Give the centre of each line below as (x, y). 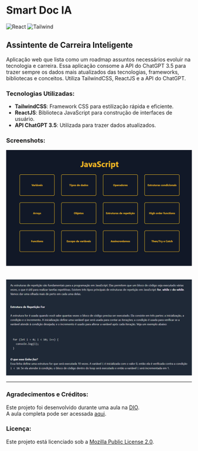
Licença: (19, 429)
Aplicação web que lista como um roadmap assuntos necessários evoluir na (98, 59)
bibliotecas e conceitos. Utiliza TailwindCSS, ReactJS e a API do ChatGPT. (96, 78)
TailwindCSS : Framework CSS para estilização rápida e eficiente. (94, 106)
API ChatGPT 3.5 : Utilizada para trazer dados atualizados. (85, 125)
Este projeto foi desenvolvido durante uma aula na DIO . (73, 407)
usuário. (24, 119)
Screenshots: (26, 140)
